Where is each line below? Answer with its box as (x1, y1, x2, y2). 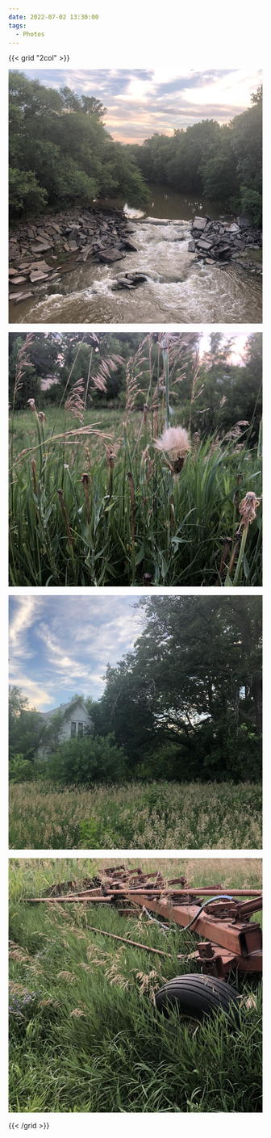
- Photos (15, 30, 45, 38)
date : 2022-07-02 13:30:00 (8, 13, 99, 21)
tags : (8, 21, 27, 30)
